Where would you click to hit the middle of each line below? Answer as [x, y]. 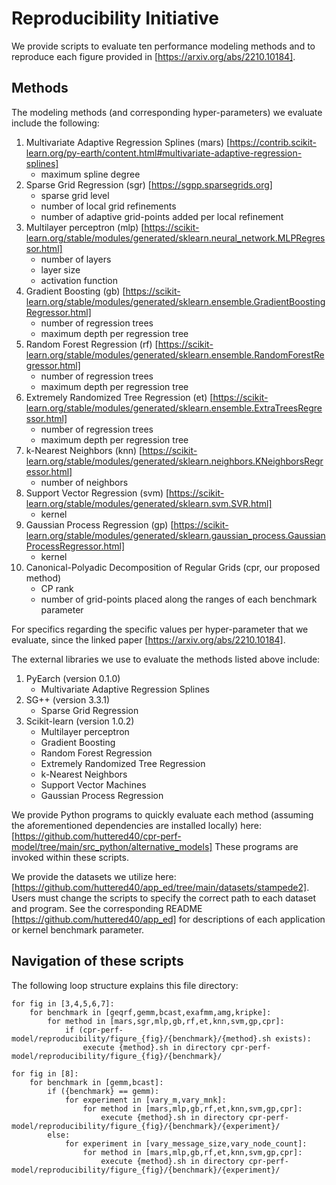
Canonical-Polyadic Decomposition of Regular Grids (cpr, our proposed [173, 567]
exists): [293, 1038]
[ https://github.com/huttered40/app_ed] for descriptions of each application [168, 919]
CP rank [57, 588]
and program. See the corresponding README [107, 908]
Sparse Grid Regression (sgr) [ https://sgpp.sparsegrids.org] [149, 184]
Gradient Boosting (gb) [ [75, 291]
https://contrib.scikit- [273, 142]
